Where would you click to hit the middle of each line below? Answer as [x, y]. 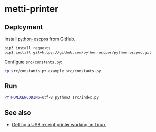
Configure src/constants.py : [33, 62]
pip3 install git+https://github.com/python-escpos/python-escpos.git [78, 53]
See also [18, 113]
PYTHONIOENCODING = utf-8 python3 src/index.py [52, 97]
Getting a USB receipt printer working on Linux [59, 125]
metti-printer [32, 9]
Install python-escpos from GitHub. [40, 39]
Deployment [24, 27]
